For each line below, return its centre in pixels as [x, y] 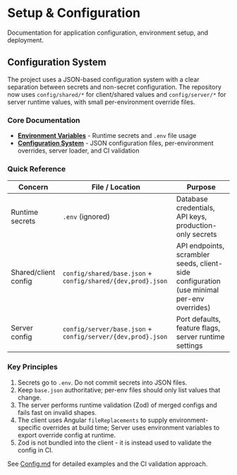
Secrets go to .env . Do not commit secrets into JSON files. [102, 382]
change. [29, 397]
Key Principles [32, 367]
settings [189, 346]
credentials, [195, 208]
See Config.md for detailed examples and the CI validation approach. [108, 464]
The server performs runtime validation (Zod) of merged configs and [117, 405]
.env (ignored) [86, 217]
